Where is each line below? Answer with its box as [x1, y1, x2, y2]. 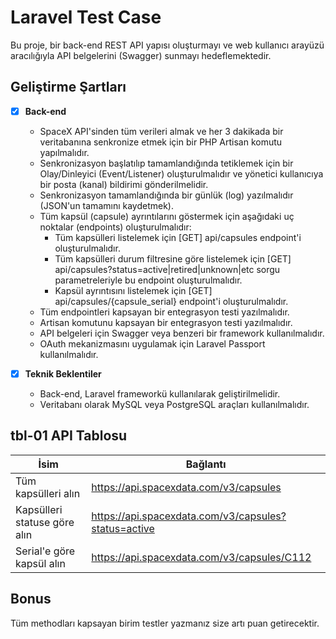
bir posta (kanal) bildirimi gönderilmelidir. [39, 178, 209, 190]
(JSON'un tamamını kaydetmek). [39, 199, 174, 211]
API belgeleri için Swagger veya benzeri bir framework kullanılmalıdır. [39, 327, 325, 339]
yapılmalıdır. [39, 146, 90, 158]
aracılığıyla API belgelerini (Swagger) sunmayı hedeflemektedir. [10, 49, 272, 61]
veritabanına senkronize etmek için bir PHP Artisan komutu [39, 136, 283, 148]
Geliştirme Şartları [10, 79, 127, 96]
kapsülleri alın [15, 486, 81, 500]
